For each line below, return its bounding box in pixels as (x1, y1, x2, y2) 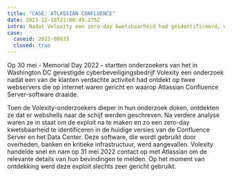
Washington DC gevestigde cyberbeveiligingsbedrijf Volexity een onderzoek (7, 68, 224, 76)
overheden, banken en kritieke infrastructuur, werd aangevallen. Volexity (7, 140, 214, 148)
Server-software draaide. (7, 90, 79, 98)
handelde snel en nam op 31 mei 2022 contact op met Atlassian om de (7, 147, 207, 156)
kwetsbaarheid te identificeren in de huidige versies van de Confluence (7, 125, 211, 134)
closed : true (13, 42, 51, 49)
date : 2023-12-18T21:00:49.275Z (7, 17, 100, 23)
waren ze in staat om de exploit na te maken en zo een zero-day (7, 118, 190, 126)
